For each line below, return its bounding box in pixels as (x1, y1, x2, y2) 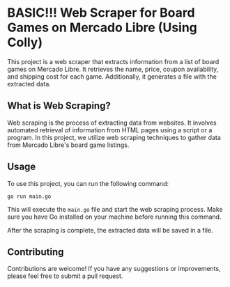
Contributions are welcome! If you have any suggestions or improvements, (7, 265, 221, 273)
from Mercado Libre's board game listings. (7, 141, 130, 149)
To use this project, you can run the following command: (7, 179, 169, 187)
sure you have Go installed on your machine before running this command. (7, 212, 222, 221)
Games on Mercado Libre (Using (7, 20, 197, 36)
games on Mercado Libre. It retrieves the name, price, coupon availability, (7, 65, 219, 73)
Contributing (7, 246, 64, 258)
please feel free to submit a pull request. (7, 272, 123, 280)
